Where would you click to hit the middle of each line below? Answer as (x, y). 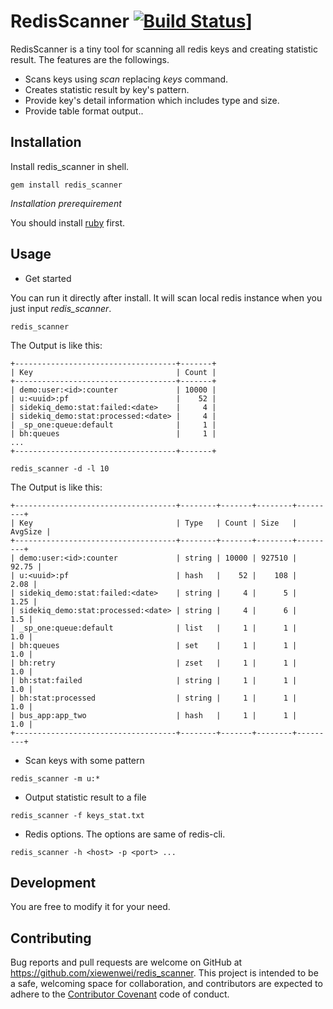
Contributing (51, 938)
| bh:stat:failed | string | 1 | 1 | (154, 680)
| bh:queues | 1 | (113, 433)
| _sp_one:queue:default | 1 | (113, 425)
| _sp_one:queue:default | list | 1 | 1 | (154, 628)
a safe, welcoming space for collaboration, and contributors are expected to (166, 984)
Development (53, 882)
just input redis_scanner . (61, 308)
